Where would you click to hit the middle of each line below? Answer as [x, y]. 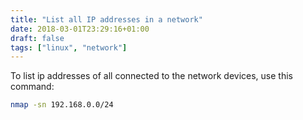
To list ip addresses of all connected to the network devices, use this [151, 76]
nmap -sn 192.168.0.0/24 [62, 105]
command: [32, 87]
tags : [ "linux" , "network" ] [69, 47]
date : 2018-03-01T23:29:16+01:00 [80, 29]
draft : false [37, 38]
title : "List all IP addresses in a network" [106, 19]
